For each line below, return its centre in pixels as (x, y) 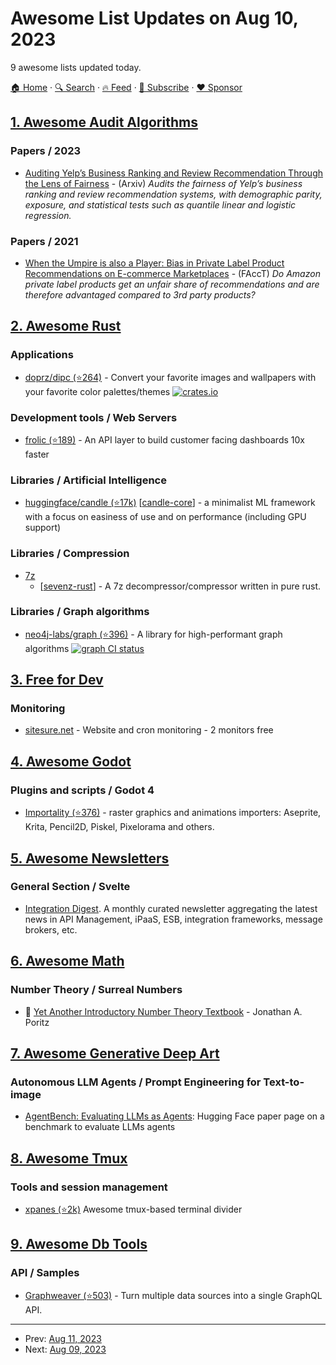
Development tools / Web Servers (94, 417)
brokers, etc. (51, 929)
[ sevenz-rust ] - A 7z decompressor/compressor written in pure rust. (180, 586)
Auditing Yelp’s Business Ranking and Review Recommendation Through (174, 173)
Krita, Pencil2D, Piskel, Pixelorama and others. (119, 827)
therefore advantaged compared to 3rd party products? (140, 294)
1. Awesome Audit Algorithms (104, 122)
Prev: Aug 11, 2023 (63, 1338)
